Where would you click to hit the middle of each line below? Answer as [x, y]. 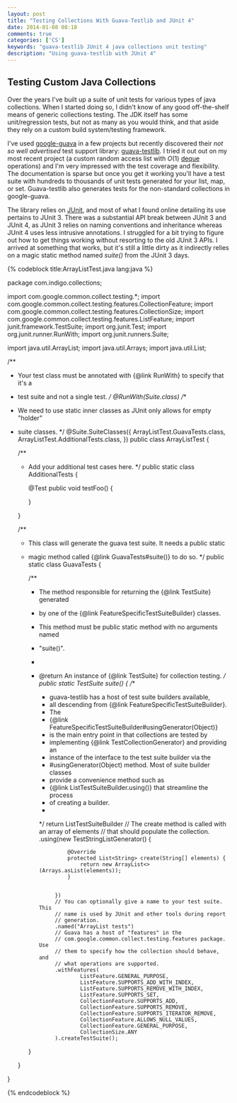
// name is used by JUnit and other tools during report [140, 914]
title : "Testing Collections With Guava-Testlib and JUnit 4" [101, 21]
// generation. [77, 920]
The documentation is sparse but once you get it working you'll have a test [116, 173]
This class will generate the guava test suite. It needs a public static [127, 543]
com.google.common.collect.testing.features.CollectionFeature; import [110, 304]
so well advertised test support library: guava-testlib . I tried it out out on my [117, 150]
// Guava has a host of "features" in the [118, 933]
